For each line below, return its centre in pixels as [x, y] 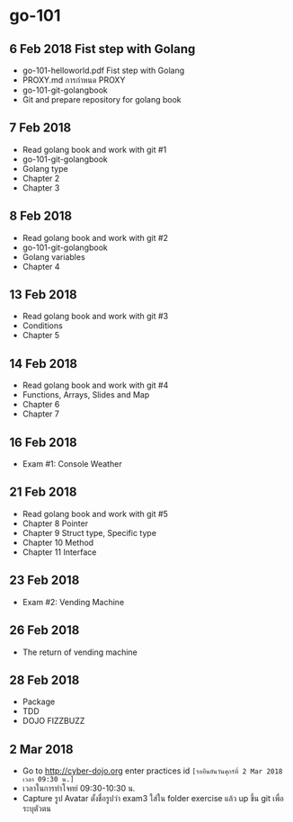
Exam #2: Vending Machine [73, 602]
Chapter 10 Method [58, 542]
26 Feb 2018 [44, 630]
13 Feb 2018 [44, 295]
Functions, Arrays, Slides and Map [86, 395]
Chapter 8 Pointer [55, 523]
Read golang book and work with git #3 [95, 317]
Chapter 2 [41, 178]
